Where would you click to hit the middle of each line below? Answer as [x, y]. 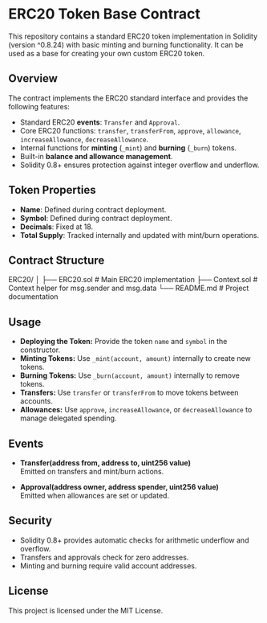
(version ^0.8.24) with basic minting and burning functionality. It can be [126, 44]
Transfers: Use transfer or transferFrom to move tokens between [129, 393]
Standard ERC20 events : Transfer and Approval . [100, 122]
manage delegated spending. [68, 418]
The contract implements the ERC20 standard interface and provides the [128, 98]
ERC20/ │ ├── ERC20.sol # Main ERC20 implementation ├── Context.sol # [133, 280]
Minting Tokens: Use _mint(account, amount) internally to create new [135, 359]
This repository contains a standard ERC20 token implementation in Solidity [133, 36]
